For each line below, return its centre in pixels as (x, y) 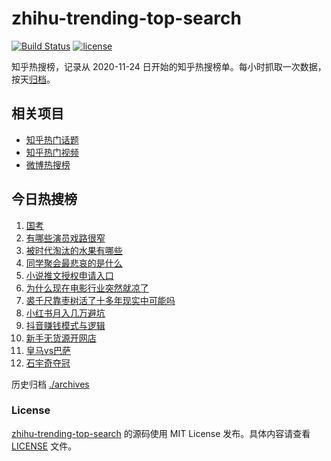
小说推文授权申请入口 (69, 275)
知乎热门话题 (52, 139)
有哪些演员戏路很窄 (65, 238)
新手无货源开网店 (61, 338)
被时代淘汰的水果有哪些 (74, 250)
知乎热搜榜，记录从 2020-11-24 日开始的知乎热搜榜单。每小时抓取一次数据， (169, 66)
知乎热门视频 (52, 152)
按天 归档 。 (33, 79)
